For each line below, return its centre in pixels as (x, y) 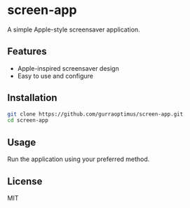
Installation (32, 98)
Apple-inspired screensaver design (68, 68)
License (25, 181)
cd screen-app (28, 120)
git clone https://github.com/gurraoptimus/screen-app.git (95, 114)
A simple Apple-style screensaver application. (74, 29)
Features (27, 51)
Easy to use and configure (55, 76)
